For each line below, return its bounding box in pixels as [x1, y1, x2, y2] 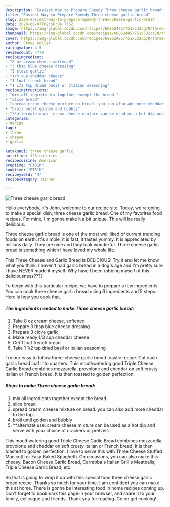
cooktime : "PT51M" [5, 167, 44, 172]
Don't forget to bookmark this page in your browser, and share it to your [5, 490, 155, 497]
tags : [5, 125, 17, 130]
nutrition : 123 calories [5, 153, 58, 159]
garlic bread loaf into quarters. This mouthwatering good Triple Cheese [5, 360, 154, 367]
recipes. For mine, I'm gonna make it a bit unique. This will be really [5, 216, 146, 222]
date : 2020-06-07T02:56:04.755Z [5, 21, 73, 27]
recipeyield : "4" [5, 172, 42, 177]
